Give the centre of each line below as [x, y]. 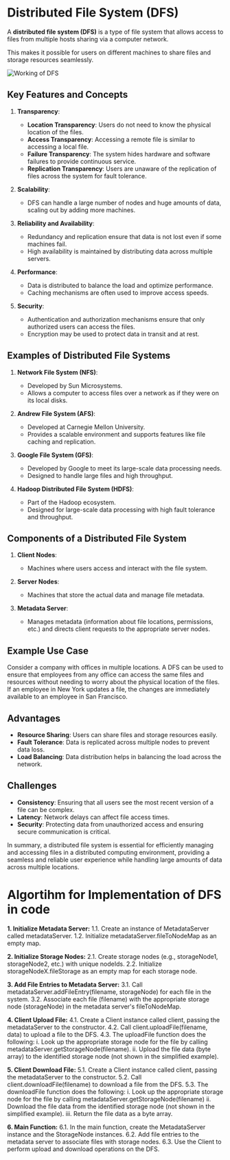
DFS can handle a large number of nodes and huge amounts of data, [124, 203]
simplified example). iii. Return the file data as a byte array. [90, 1113]
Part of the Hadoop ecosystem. [72, 502]
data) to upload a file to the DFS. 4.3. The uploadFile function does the [106, 1034]
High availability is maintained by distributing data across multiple [120, 251]
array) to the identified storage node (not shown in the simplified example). [113, 1056]
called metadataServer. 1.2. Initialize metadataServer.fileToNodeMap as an [112, 935]
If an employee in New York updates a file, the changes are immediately [109, 690]
